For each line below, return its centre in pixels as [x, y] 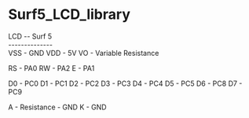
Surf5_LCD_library [70, 15]
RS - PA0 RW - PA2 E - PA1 [51, 68]
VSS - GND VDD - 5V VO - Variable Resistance [84, 53]
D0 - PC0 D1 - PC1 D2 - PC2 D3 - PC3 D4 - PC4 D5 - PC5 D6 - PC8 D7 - [125, 83]
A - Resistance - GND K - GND [58, 107]
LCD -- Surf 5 [30, 36]
